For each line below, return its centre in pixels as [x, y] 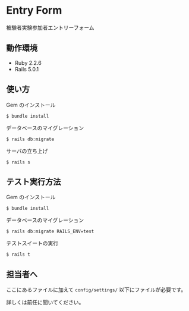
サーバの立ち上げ [27, 151]
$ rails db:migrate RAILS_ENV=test [50, 232]
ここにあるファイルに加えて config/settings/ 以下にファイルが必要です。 [96, 290]
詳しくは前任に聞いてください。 [45, 302]
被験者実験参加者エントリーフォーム [50, 27]
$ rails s [18, 162]
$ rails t [18, 255]
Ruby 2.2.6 [28, 62]
